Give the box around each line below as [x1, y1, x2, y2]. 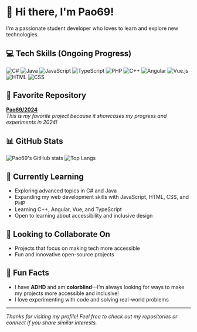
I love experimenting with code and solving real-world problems [14, 296, 169, 303]
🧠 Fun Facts [6, 268, 50, 278]
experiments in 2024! [6, 118, 57, 126]
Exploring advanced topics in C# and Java [14, 187, 117, 194]
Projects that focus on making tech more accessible [14, 245, 141, 252]
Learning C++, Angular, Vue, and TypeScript [14, 206, 122, 213]
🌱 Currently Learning [6, 171, 84, 181]
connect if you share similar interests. [6, 319, 97, 326]
